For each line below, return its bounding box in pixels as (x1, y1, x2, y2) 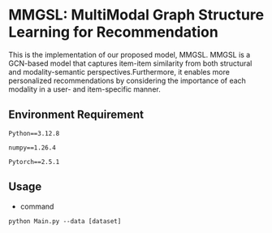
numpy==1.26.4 (8, 144, 57, 152)
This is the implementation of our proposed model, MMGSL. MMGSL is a (8, 50, 251, 59)
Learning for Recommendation (8, 23, 219, 41)
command (19, 201, 54, 211)
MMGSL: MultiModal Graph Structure (8, 6, 265, 24)
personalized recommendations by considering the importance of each (8, 76, 246, 85)
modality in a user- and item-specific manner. (8, 84, 161, 94)
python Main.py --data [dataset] (8, 217, 122, 225)
